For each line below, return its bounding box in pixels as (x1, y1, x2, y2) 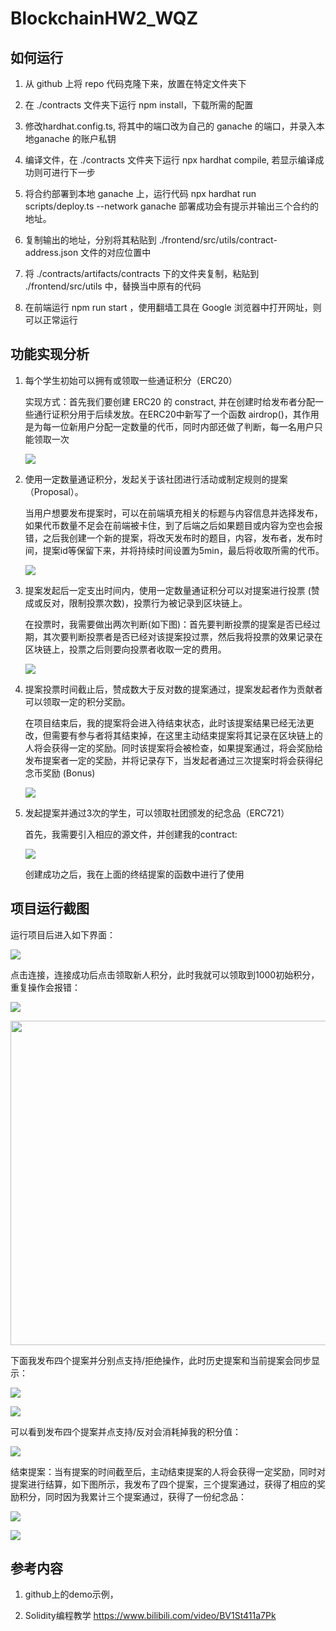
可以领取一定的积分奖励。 (24, 695, 131, 707)
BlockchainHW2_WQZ (10, 7, 199, 30)
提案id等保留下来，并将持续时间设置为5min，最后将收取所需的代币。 (42, 544, 325, 556)
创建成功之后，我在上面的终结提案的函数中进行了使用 (24, 868, 245, 880)
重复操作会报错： (10, 981, 81, 993)
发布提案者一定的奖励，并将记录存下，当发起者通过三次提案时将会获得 (24, 754, 315, 766)
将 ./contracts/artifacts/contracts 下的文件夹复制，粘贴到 (24, 268, 260, 279)
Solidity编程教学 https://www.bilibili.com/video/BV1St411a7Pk (24, 1610, 277, 1622)
